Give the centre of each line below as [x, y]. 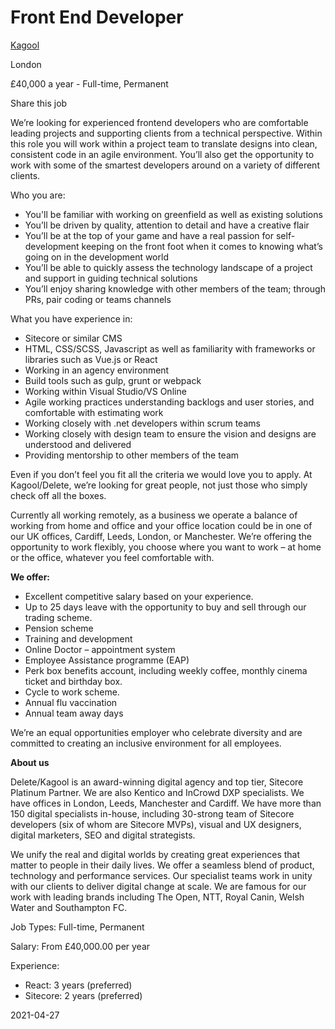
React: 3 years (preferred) [78, 985]
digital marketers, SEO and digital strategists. [103, 835]
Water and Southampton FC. [69, 907]
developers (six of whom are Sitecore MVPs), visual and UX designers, [156, 824]
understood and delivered [78, 444]
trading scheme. [58, 617]
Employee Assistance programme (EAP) [107, 660]
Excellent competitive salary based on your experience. [139, 596]
